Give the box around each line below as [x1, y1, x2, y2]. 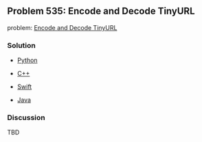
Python [16, 56, 38, 64]
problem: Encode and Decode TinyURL [7, 23, 117, 31]
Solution [7, 40, 36, 50]
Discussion [7, 113, 46, 122]
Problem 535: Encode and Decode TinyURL [7, 5, 195, 17]
